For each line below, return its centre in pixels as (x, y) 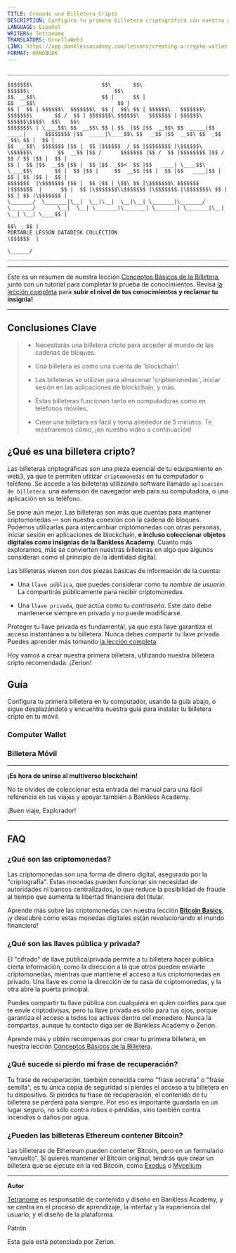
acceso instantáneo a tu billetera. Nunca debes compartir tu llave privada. (114, 634)
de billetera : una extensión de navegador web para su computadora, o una (118, 491)
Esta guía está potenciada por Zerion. (61, 1242)
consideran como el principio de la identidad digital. (82, 557)
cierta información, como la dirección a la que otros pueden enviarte (106, 966)
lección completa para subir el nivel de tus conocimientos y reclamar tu (113, 291)
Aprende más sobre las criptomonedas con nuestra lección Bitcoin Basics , (116, 911)
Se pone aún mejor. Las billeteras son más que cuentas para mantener (109, 512)
